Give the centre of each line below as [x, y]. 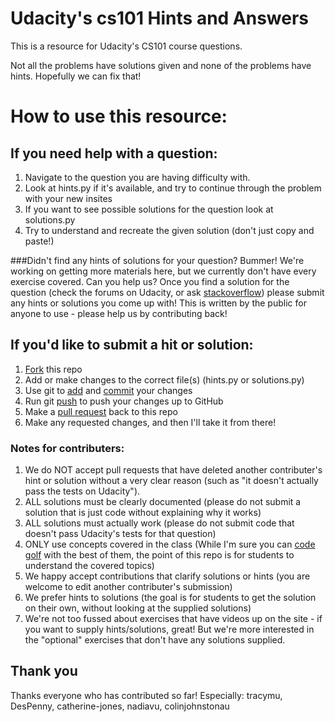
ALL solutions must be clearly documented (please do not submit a [163, 502]
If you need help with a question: [114, 153]
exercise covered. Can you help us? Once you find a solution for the [150, 281]
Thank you [44, 671]
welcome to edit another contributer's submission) [128, 587]
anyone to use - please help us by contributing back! [119, 313]
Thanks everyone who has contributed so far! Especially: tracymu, [146, 695]
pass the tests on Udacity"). [82, 491]
